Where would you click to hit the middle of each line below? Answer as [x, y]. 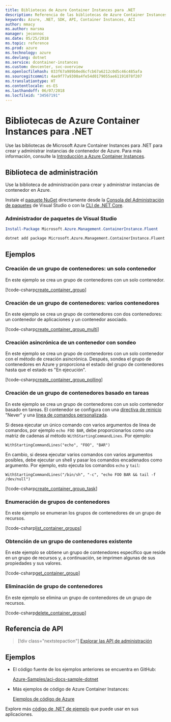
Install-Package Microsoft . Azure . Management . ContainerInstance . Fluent [82, 229]
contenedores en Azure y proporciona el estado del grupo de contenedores [84, 365]
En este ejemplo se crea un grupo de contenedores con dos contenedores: [84, 314]
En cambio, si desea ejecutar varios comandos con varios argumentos [79, 454]
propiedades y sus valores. [34, 563]
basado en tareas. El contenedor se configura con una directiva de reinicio [83, 409]
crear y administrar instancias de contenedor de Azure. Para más [74, 151]
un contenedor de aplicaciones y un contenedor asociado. [66, 320]
